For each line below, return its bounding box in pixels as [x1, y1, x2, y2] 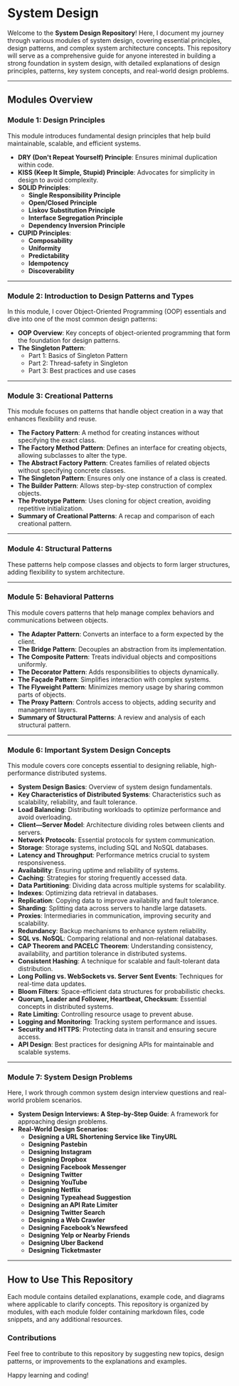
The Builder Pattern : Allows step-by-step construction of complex [17, 481, 213, 490]
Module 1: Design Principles [7, 115, 105, 125]
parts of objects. [17, 690, 66, 699]
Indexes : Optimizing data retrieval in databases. [17, 889, 159, 898]
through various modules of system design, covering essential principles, [7, 36, 223, 44]
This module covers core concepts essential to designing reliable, [7, 761, 201, 770]
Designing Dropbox [28, 1155, 87, 1164]
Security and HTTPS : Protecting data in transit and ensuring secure [17, 1025, 217, 1034]
